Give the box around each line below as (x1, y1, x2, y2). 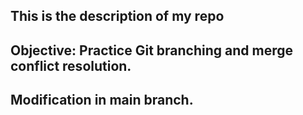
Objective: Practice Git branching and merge (10, 42, 293, 59)
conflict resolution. (10, 57, 132, 74)
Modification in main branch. (10, 92, 194, 109)
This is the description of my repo (10, 8, 225, 25)
